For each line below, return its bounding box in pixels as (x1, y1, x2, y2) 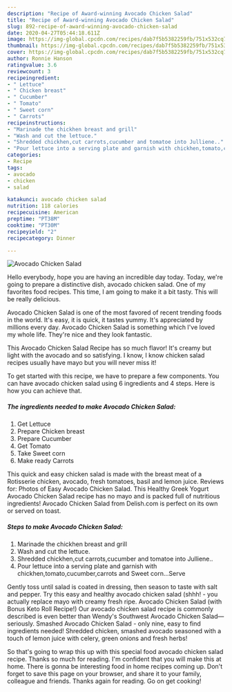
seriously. (7, 619, 35, 628)
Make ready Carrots (17, 457, 75, 465)
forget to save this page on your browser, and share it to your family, (7, 670, 202, 678)
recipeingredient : (7, 74, 60, 82)
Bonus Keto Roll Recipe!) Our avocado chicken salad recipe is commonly (7, 605, 214, 613)
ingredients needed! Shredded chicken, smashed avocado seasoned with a (7, 627, 222, 635)
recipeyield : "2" (7, 228, 57, 235)
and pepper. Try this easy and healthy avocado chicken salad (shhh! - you (7, 590, 218, 599)
